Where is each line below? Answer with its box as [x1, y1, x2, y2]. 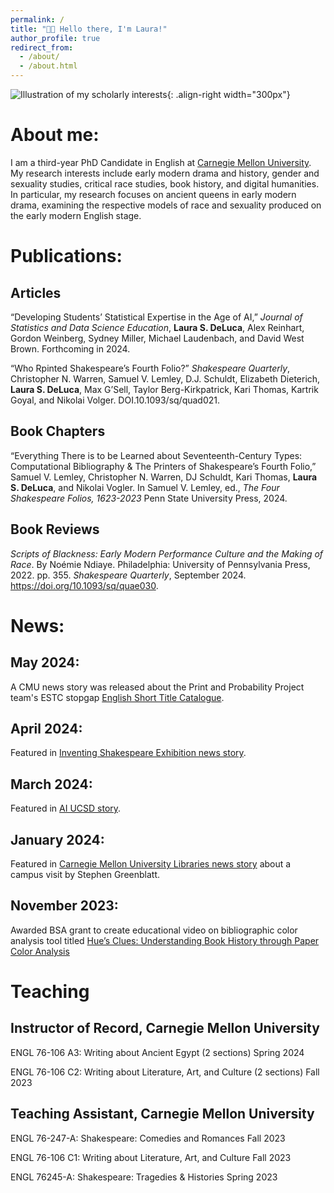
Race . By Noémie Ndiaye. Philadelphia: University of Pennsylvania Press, [10, 558, 311, 570]
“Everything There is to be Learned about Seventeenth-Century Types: [10, 449, 303, 461]
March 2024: [10, 776, 93, 793]
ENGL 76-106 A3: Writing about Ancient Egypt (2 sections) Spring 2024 [10, 1046, 305, 1058]
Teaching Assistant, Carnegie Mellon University [10, 1106, 315, 1123]
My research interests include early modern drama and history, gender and [10, 167, 320, 179]
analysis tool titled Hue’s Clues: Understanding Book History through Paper [10, 934, 320, 946]
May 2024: [10, 654, 80, 671]
